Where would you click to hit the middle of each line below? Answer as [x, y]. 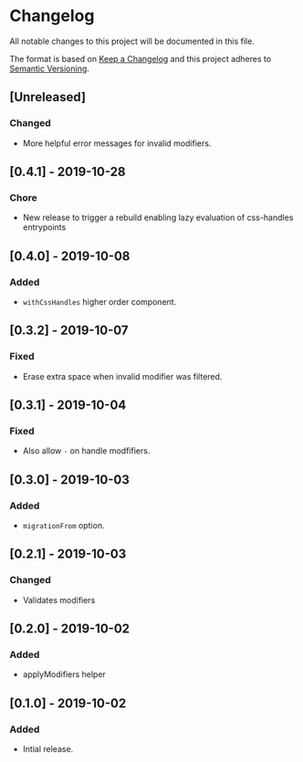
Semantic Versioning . [49, 68]
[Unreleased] [48, 97]
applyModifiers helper [64, 674]
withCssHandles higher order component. [99, 302]
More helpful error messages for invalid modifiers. [117, 143]
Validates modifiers [59, 600]
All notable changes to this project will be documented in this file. [132, 41]
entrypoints [44, 227]
